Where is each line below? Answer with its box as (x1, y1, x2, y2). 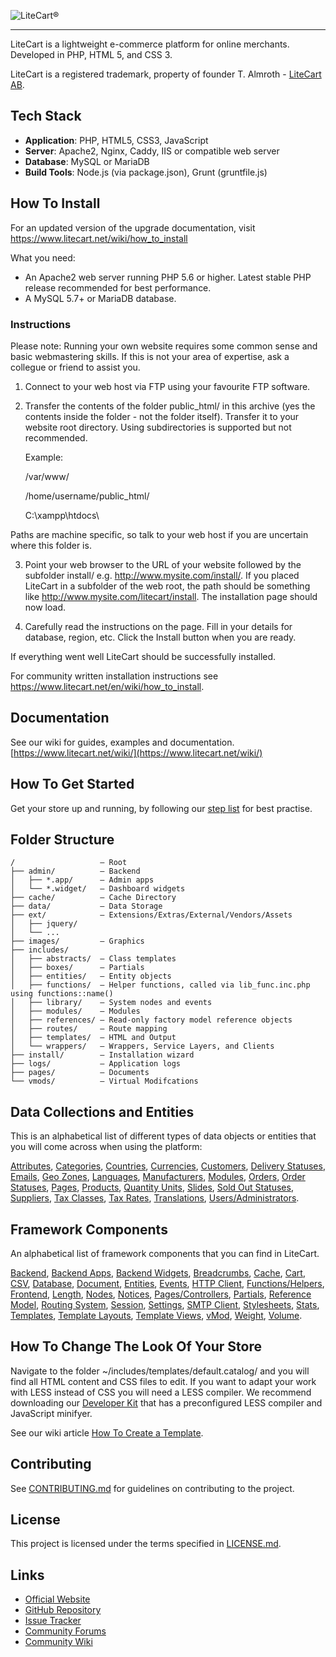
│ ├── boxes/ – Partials (10, 963, 145, 973)
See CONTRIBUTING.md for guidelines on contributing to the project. (10, 1482, 295, 1494)
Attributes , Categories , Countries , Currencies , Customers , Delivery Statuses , (10, 1160, 326, 1172)
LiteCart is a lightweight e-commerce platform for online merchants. (10, 38, 290, 50)
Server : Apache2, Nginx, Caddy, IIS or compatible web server (24, 145, 280, 157)
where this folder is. (10, 539, 92, 551)
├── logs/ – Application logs (10, 1059, 182, 1069)
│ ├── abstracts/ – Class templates (10, 954, 177, 964)
